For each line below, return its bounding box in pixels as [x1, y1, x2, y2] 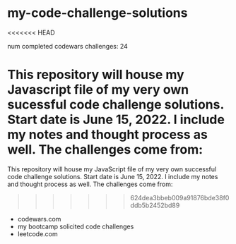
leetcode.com [17, 229, 58, 238]
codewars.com [17, 214, 61, 223]
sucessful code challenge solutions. [7, 97, 224, 113]
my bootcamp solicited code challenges [17, 222, 134, 231]
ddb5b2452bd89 [130, 201, 180, 209]
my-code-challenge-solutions [7, 5, 188, 21]
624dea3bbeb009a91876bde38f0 [130, 193, 230, 202]
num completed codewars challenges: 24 [7, 42, 129, 50]
